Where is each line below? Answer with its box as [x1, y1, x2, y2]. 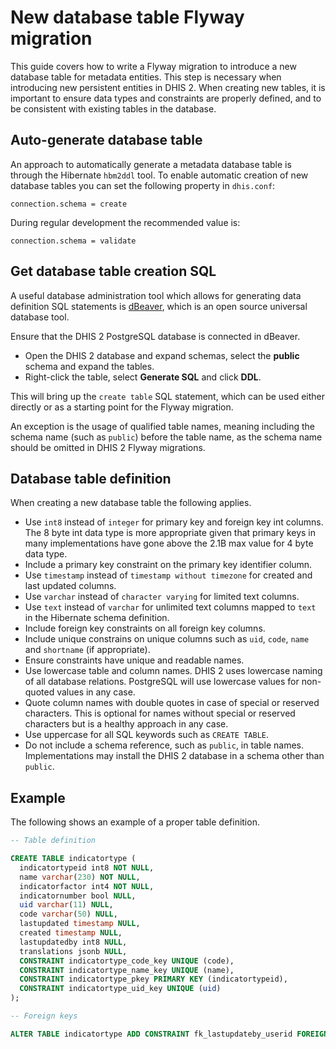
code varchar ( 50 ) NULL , [19, 909, 118, 920]
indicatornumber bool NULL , [19, 891, 137, 901]
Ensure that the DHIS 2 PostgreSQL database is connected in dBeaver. [10, 330, 301, 342]
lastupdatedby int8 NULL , [19, 937, 128, 947]
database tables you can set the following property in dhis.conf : [10, 179, 276, 191]
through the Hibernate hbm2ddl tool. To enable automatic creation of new [10, 169, 309, 181]
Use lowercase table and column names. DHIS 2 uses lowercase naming [24, 665, 323, 677]
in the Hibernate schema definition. [24, 612, 170, 624]
